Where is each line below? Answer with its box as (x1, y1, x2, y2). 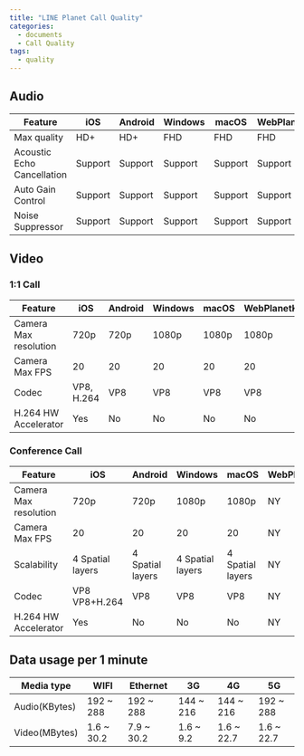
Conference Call (9, 445, 83, 457)
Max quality (14, 130, 63, 143)
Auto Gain (14, 183, 56, 196)
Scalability (14, 558, 59, 570)
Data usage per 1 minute (9, 653, 148, 668)
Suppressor (14, 220, 63, 233)
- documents (17, 30, 63, 39)
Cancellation (14, 168, 68, 181)
